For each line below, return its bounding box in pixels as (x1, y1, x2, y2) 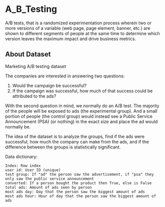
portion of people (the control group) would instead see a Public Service (5, 113, 153, 119)
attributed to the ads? (12, 93, 56, 99)
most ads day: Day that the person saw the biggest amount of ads (5, 189, 145, 194)
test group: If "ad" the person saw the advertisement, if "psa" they (5, 172, 154, 177)
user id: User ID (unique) (5, 167, 61, 172)
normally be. (5, 124, 31, 130)
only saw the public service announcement (5, 176, 94, 181)
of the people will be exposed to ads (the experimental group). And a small (5, 108, 158, 114)
